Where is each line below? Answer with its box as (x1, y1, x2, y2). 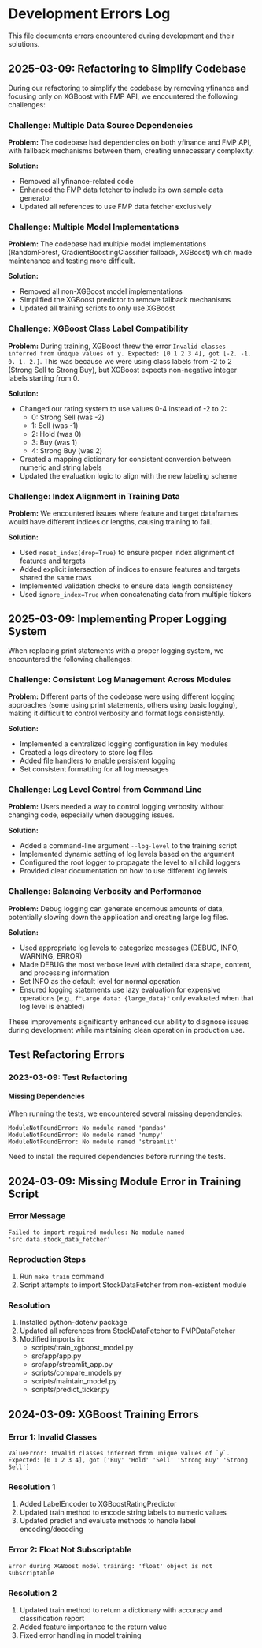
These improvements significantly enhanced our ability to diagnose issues (8, 1016, 249, 1027)
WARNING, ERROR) (19, 951, 83, 960)
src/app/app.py (31, 1351, 82, 1361)
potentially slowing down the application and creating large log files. (8, 912, 230, 922)
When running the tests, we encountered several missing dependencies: (8, 1109, 243, 1118)
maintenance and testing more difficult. (8, 256, 135, 265)
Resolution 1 (8, 1481, 56, 1492)
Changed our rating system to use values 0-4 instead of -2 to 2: (19, 404, 227, 413)
